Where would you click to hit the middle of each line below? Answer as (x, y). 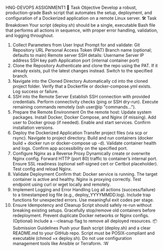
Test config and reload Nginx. (42, 169)
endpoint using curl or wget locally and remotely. (62, 184)
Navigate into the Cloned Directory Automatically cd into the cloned (80, 81)
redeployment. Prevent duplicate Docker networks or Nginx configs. (81, 215)
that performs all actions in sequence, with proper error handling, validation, (82, 30)
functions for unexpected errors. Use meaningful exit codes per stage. (83, 200)
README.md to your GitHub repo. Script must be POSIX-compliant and (84, 233)
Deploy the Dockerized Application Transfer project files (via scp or (80, 133)
